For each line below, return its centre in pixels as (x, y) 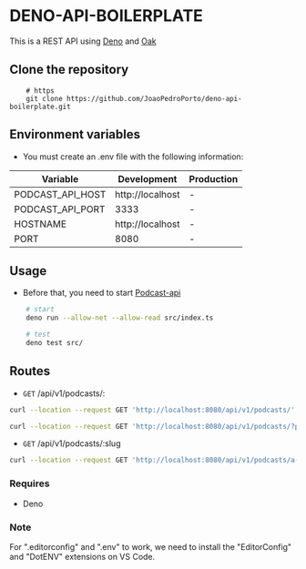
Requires (30, 483)
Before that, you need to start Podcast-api (102, 293)
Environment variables (75, 134)
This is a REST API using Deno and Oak (83, 41)
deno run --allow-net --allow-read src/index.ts (120, 318)
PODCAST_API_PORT (60, 208)
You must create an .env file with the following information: (133, 157)
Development (148, 178)
